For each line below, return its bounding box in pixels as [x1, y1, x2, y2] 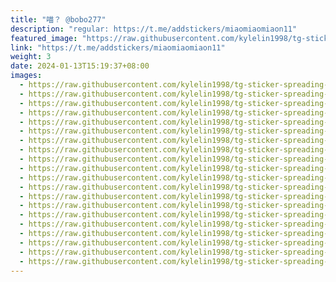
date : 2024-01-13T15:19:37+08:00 [10, 61, 150, 71]
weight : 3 [10, 52, 52, 62]
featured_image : [10, 33, 78, 43]
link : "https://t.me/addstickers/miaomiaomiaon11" [10, 42, 226, 53]
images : [10, 71, 43, 81]
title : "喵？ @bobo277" [10, 14, 107, 25]
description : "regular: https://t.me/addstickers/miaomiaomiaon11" [10, 24, 298, 34]
